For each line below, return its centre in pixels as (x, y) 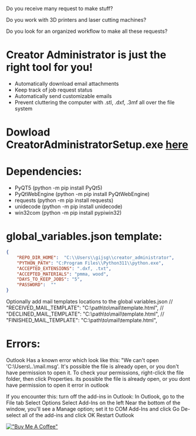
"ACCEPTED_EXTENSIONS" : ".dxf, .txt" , (64, 268)
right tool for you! (49, 67)
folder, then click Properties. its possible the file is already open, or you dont (98, 378)
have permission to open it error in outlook (58, 385)
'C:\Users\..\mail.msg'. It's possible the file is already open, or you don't (92, 366)
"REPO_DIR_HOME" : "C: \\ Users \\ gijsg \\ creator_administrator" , (96, 258)
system (23, 109)
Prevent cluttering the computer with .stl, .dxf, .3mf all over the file (94, 102)
